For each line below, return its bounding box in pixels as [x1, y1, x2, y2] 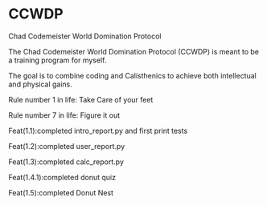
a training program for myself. [8, 55, 107, 65]
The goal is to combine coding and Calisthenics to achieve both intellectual [8, 70, 257, 80]
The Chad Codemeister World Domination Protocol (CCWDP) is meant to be [8, 46, 260, 56]
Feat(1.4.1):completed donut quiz [8, 172, 117, 182]
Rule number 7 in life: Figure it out [8, 110, 121, 120]
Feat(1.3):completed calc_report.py [8, 157, 125, 167]
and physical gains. [8, 79, 72, 89]
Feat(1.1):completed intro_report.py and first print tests [8, 126, 188, 135]
